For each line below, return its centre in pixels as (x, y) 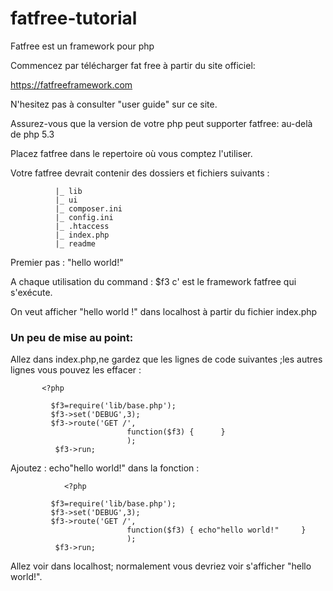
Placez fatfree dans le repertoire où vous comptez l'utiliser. (131, 153)
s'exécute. (31, 292)
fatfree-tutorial (74, 18)
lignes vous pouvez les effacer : (76, 370)
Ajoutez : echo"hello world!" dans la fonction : (105, 468)
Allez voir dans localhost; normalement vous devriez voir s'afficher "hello (161, 566)
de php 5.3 (32, 134)
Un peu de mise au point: (72, 337)
